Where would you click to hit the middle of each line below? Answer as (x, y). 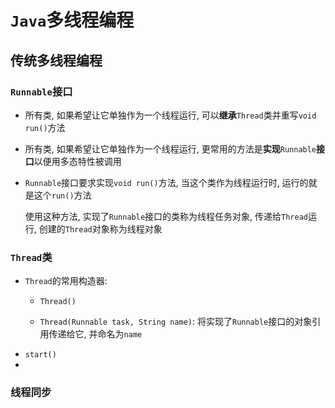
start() (40, 355)
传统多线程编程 (56, 60)
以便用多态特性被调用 (77, 161)
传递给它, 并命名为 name (95, 334)
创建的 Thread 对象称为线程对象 (100, 228)
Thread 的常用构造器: (66, 281)
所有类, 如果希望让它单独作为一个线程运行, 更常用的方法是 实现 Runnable (170, 148)
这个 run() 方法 (62, 195)
